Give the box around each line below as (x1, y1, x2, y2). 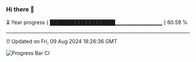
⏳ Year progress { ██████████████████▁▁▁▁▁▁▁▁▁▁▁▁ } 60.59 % (6, 19, 188, 26)
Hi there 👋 (6, 5, 35, 13)
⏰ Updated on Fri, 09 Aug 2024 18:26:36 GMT (6, 38, 118, 45)
